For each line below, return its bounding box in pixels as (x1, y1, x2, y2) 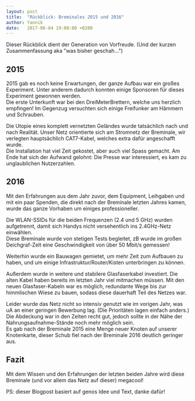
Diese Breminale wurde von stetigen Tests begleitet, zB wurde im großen (6, 235, 182, 242)
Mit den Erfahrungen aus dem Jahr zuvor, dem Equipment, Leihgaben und (6, 192, 185, 200)
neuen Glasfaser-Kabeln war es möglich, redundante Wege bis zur (6, 282, 167, 289)
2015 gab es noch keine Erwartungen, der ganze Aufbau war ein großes (6, 80, 180, 87)
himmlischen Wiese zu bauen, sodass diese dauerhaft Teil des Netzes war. (6, 289, 187, 296)
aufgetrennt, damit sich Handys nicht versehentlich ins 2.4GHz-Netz (6, 223, 172, 230)
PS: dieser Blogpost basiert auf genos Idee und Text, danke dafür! (6, 388, 165, 395)
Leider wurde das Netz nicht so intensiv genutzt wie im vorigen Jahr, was (6, 300, 183, 307)
